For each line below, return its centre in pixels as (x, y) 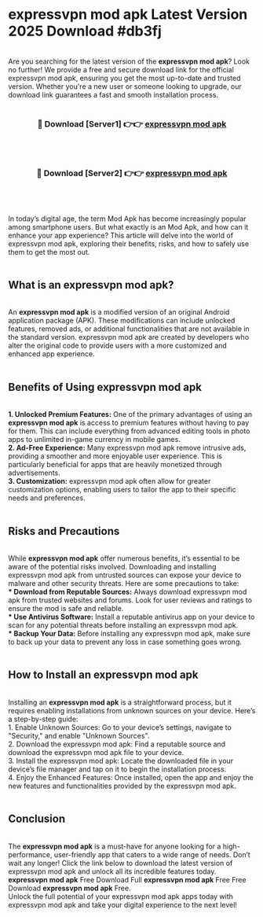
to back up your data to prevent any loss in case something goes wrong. (125, 642)
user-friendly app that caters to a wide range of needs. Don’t (152, 854)
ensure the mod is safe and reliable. (66, 608)
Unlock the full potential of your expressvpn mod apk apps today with (121, 896)
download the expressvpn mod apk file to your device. (96, 752)
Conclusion (37, 819)
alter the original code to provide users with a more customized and (118, 346)
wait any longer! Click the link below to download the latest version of (121, 863)
